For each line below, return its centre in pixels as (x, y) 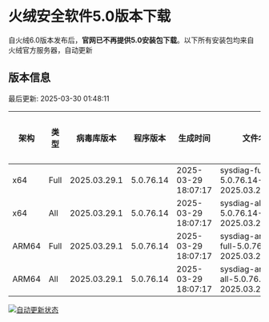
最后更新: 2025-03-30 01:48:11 (59, 98)
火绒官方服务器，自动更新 (50, 50)
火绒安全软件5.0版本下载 (90, 16)
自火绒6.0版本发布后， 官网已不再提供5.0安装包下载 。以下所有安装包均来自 (131, 40)
